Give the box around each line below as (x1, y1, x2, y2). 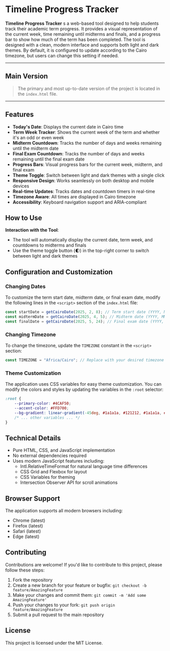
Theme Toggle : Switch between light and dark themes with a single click (12, 172, 165, 178)
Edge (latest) (12, 534, 39, 540)
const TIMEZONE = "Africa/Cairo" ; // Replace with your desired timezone (5, 357, 164, 362)
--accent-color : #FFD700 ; (14, 405, 69, 411)
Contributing (5, 548, 47, 557)
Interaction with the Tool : (5, 227, 59, 233)
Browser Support (5, 494, 61, 503)
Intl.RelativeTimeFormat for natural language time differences (20, 463, 148, 469)
